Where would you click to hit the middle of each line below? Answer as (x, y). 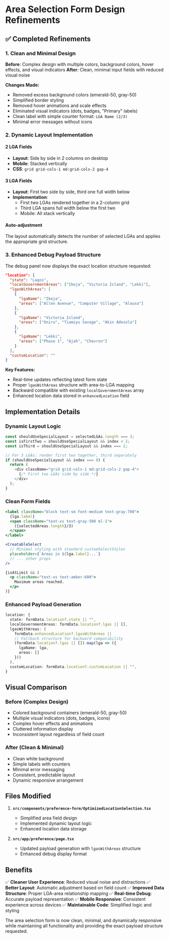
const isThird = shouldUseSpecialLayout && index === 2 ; (67, 446)
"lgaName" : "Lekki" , (40, 337)
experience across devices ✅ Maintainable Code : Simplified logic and (78, 905)
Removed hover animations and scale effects (59, 106)
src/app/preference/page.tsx (43, 839)
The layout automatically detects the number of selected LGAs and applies (83, 236)
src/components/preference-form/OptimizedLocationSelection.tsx (82, 809)
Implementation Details (43, 412)
